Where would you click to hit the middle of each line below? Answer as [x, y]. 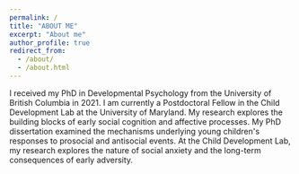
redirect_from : [38, 51]
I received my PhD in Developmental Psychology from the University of [141, 93]
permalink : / [34, 17]
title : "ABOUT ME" [44, 26]
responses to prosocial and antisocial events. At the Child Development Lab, [150, 141]
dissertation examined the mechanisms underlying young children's [135, 131]
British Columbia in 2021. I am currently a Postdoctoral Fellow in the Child [145, 102]
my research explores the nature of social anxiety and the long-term [136, 150]
